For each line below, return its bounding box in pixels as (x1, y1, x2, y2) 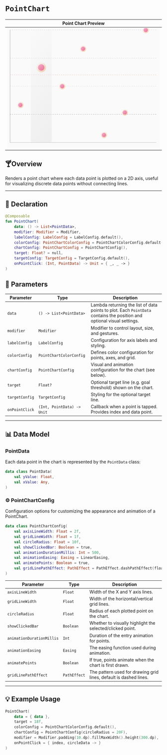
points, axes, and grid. (90, 355, 136, 361)
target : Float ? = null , (14, 251, 64, 255)
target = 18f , (14, 719, 43, 725)
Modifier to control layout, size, (90, 325, 154, 331)
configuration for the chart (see (90, 367, 155, 373)
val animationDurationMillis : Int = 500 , (14, 550, 101, 555)
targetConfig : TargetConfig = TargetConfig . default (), (14, 256, 130, 261)
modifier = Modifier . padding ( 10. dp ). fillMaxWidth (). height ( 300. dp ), (14, 735, 159, 741)
